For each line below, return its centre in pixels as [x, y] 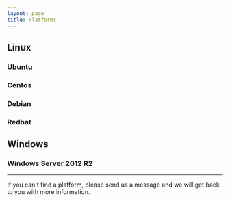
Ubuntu [20, 67]
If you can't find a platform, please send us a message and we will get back [114, 185]
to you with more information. [49, 192]
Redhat [20, 122]
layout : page [26, 13]
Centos [20, 85]
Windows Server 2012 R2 [50, 163]
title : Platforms [32, 20]
